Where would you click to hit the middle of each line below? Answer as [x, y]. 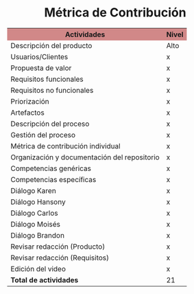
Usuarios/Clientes [39, 56]
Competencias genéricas [51, 168]
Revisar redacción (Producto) [58, 247]
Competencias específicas [53, 179]
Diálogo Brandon [38, 235]
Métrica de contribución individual [66, 146]
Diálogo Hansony [38, 202]
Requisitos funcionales [47, 79]
